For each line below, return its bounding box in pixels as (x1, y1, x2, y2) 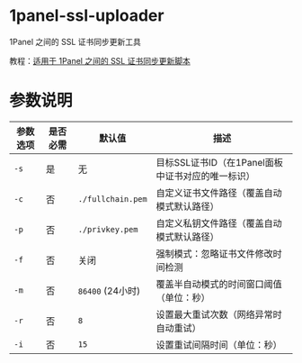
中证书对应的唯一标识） (155, 169, 255, 182)
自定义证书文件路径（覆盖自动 (155, 186, 282, 199)
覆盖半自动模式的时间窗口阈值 (155, 277, 282, 290)
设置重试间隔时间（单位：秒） (155, 339, 282, 351)
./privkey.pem (77, 224, 138, 234)
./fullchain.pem (77, 194, 147, 204)
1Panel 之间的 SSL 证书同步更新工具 (9, 36, 142, 47)
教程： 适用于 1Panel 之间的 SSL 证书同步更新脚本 (9, 55, 191, 66)
